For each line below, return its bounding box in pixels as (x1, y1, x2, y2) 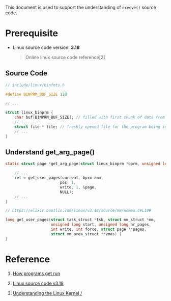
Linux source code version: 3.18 (12, 44, 80, 50)
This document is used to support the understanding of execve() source (5, 5, 156, 10)
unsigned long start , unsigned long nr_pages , (50, 222, 152, 227)
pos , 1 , (60, 180, 76, 185)
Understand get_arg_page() (5, 148, 95, 157)
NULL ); (60, 189, 74, 195)
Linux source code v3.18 (12, 280, 64, 286)
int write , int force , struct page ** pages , (50, 227, 147, 232)
